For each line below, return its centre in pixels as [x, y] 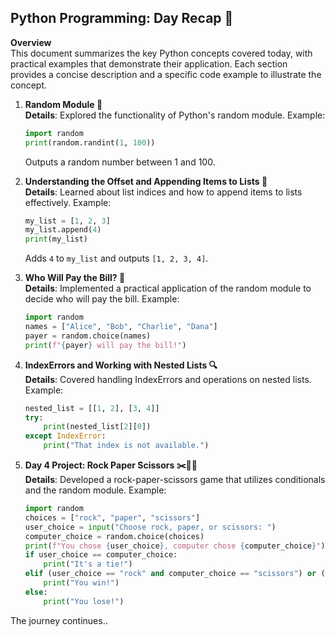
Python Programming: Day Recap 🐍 [122, 18]
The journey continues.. [59, 620]
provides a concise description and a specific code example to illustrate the [166, 74]
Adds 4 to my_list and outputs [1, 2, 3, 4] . [116, 258]
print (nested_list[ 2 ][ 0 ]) [97, 427]
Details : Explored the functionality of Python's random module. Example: [175, 115]
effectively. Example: [68, 202]
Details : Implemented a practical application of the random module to [168, 288]
